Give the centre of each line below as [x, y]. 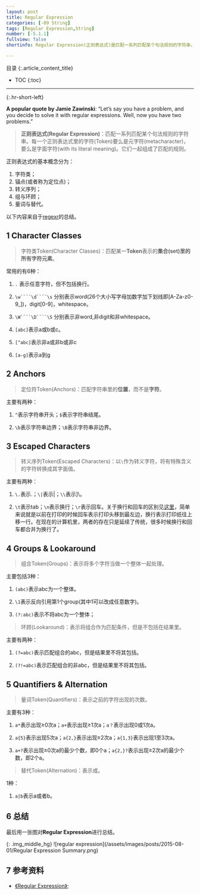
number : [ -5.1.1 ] [28, 34]
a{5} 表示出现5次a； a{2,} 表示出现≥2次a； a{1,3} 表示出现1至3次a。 [96, 737]
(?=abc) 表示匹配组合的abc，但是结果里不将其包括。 [78, 652]
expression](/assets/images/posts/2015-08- [130, 844]
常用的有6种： [24, 271]
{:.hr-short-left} [25, 97]
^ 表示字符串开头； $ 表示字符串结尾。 [59, 414]
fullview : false [26, 39]
